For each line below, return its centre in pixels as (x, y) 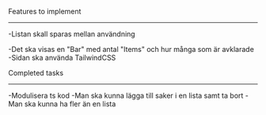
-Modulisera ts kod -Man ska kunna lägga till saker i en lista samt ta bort (126, 95)
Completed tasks (36, 73)
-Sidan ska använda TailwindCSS (62, 57)
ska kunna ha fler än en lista (70, 104)
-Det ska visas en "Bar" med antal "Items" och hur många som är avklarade (131, 49)
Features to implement (45, 11)
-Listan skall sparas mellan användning (72, 34)
